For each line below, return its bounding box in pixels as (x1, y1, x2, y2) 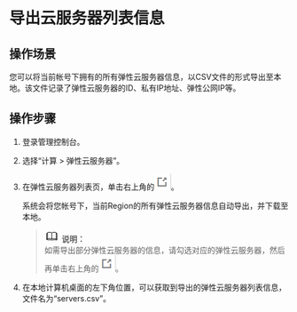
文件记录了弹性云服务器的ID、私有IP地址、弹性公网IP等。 (32, 83, 241, 93)
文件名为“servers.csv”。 (21, 292, 111, 303)
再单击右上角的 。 (43, 263, 124, 274)
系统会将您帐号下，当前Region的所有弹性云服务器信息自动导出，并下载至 (21, 200, 289, 211)
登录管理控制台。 (21, 136, 85, 147)
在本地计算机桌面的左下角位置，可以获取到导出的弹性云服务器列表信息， (21, 282, 286, 292)
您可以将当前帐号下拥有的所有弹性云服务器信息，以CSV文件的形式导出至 (9, 72, 274, 82)
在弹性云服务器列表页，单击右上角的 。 (21, 181, 179, 192)
